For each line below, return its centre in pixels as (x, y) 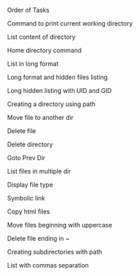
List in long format (33, 64)
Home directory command (44, 50)
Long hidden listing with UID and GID (60, 90)
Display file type (30, 184)
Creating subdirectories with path (54, 252)
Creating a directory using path (51, 104)
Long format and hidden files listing (58, 77)
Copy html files (29, 212)
